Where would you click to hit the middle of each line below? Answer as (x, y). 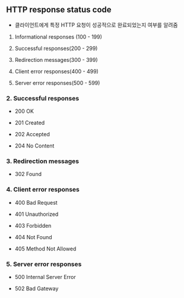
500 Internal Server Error (45, 277)
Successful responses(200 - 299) (56, 48)
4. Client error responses (43, 190)
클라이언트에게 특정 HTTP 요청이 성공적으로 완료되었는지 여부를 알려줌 (96, 25)
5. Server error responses (44, 264)
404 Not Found (33, 237)
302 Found (28, 174)
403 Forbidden (33, 225)
